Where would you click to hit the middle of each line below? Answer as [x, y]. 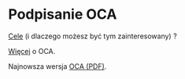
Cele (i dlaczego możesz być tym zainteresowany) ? [92, 36]
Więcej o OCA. [32, 51]
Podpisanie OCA [63, 14]
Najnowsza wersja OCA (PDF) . [57, 66]
